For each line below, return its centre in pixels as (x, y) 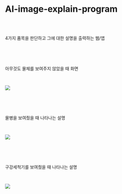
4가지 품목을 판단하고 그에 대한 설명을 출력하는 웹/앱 (55, 38)
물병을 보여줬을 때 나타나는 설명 (35, 118)
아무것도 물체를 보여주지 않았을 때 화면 (42, 68)
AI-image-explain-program (61, 9)
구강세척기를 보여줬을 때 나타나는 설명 (41, 167)
